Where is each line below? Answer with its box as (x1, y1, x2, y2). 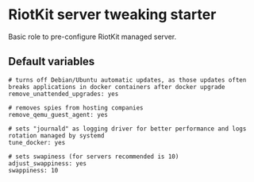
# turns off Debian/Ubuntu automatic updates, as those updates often (8, 76, 247, 84)
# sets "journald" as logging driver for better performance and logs (8, 125, 247, 133)
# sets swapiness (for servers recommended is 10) (8, 153, 179, 161)
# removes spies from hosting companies (8, 103, 144, 112)
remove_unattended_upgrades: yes (8, 90, 119, 98)
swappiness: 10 (8, 166, 59, 174)
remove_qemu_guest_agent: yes (8, 110, 109, 118)
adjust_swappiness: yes (8, 159, 87, 168)
